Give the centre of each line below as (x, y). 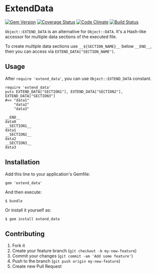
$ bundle (14, 201)
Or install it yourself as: (28, 210)
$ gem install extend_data (32, 219)
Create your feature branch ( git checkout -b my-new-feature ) (74, 251)
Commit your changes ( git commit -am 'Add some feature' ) (72, 256)
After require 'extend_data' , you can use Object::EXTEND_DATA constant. (78, 78)
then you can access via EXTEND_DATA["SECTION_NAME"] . (60, 51)
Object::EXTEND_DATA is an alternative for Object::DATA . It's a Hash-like (76, 31)
